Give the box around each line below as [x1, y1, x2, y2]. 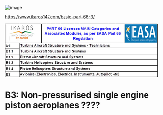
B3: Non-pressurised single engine [5, 89, 149, 101]
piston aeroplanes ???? [5, 100, 100, 111]
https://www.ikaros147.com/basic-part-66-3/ [5, 14, 95, 20]
